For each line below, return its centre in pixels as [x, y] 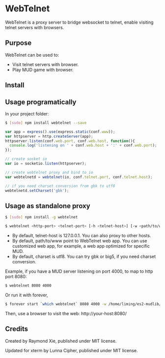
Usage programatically [41, 102]
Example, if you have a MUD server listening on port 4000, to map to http [79, 271]
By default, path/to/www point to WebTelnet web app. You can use [80, 241]
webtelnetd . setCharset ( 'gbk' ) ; [37, 190]
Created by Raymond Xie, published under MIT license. [61, 341]
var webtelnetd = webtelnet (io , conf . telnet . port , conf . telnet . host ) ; [79, 177]
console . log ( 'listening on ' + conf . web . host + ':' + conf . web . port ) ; [83, 145]
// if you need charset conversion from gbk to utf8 [60, 186]
